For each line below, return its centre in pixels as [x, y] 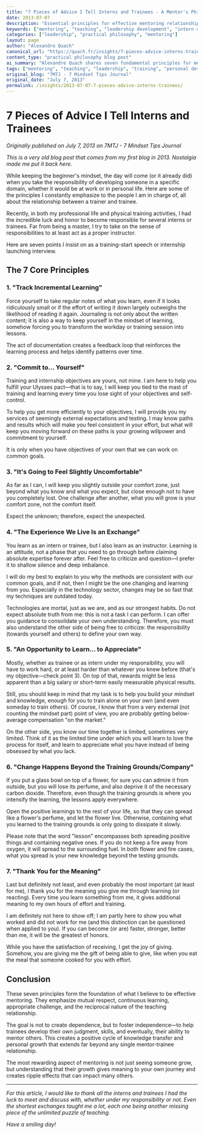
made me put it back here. [39, 164]
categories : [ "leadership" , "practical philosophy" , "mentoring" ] [92, 35]
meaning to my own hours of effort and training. [66, 904]
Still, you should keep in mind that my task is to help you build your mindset [100, 694]
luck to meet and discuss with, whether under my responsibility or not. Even [101, 1100]
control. [16, 400]
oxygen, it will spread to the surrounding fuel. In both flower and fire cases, [100, 849]
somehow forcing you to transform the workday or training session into [95, 327]
